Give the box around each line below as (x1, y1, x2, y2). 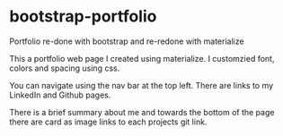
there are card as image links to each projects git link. (9, 116, 208, 127)
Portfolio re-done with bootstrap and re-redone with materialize (9, 36, 244, 47)
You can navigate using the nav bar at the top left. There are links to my (9, 80, 274, 90)
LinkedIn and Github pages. (9, 89, 111, 100)
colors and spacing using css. (9, 63, 120, 73)
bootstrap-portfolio (9, 6, 157, 27)
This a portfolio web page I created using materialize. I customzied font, (9, 53, 275, 64)
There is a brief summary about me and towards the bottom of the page (9, 106, 275, 117)
